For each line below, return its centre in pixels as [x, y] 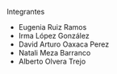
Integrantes [26, 12]
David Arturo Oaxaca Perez [64, 44]
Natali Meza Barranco [54, 53]
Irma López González [54, 36]
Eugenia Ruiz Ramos [52, 27]
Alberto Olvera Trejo [52, 61]
